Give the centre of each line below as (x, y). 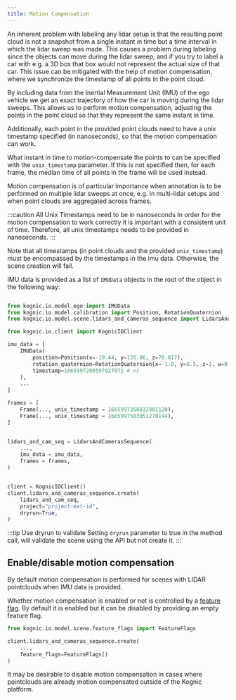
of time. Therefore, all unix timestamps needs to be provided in (98, 229)
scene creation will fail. (40, 266)
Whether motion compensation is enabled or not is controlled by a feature (114, 601)
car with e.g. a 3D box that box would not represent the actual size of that (114, 63)
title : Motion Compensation (48, 14)
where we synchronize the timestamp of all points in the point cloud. (106, 79)
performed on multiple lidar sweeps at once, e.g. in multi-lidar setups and (113, 193)
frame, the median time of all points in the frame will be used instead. (107, 172)
